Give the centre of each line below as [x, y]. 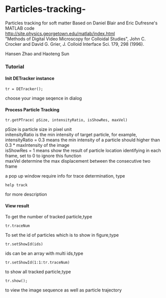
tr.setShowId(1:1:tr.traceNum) [38, 263]
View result [17, 205]
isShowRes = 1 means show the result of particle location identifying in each [83, 151]
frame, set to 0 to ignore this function [43, 156]
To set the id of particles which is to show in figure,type [62, 235]
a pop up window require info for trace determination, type [65, 176]
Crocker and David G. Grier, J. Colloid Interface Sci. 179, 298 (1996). [75, 44]
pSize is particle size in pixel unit [39, 129]
